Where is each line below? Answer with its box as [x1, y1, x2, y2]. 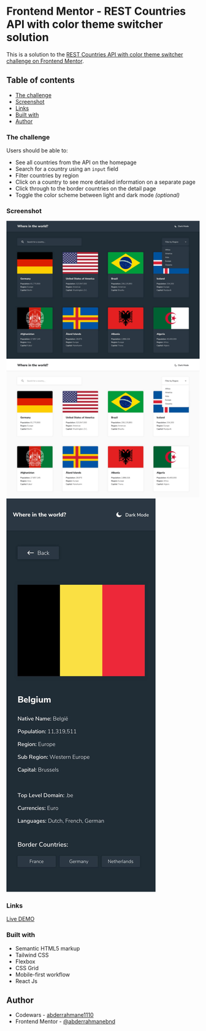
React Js [15, 977, 38, 984]
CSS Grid [15, 964, 39, 971]
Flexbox [15, 957, 36, 965]
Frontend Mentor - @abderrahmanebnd [15, 1018, 115, 1025]
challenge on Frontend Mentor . [6, 57, 84, 65]
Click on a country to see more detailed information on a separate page [15, 178, 196, 186]
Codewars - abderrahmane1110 [15, 1011, 94, 1019]
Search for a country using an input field [15, 165, 118, 173]
